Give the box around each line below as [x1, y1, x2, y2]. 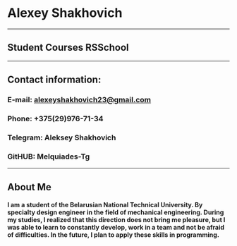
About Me [7, 181, 51, 193]
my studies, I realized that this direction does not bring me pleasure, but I [7, 216, 226, 224]
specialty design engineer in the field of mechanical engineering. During [7, 208, 224, 216]
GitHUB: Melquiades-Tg [7, 152, 90, 161]
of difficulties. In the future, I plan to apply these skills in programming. [7, 230, 220, 239]
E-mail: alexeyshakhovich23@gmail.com [7, 95, 152, 105]
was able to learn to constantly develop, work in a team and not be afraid [7, 223, 224, 232]
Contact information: [7, 74, 102, 86]
